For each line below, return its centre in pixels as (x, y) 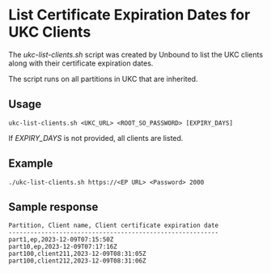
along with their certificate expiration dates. (81, 63)
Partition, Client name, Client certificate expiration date (114, 226)
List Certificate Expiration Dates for (129, 15)
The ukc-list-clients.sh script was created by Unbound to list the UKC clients (136, 54)
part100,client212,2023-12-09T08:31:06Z (78, 261)
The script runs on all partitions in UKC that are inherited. (103, 79)
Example (31, 164)
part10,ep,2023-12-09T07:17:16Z (63, 247)
